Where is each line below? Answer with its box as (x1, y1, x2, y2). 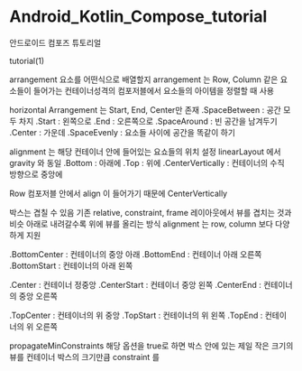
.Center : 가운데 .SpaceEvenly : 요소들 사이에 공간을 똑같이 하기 (9, 126, 236, 137)
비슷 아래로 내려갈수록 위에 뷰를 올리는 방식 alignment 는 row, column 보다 (9, 218, 273, 229)
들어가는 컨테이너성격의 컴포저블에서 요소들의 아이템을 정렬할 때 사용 (32, 85, 275, 96)
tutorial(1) (9, 55, 45, 66)
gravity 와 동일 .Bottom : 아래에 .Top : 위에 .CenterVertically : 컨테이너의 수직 (9, 157, 286, 168)
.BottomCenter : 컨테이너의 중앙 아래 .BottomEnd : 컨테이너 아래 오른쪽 (9, 248, 262, 259)
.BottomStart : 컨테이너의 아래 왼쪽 (9, 260, 133, 271)
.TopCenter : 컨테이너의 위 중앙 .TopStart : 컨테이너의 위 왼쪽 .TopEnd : (9, 310, 263, 320)
